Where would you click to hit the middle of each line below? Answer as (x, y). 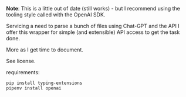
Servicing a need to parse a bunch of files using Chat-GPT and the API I (93, 26)
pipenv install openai (34, 88)
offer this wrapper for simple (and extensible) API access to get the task (93, 32)
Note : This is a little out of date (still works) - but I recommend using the (93, 8)
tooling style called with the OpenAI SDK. (56, 15)
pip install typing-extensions (44, 83)
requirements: (23, 72)
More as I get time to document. (45, 50)
